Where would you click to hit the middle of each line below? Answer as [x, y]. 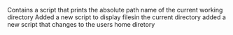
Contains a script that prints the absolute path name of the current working [115, 10]
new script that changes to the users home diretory [81, 24]
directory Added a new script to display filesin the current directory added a [116, 17]
